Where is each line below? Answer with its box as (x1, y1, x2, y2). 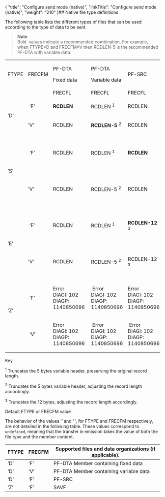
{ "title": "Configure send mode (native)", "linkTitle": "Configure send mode (5, 4, 157, 10)
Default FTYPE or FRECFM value (5, 408, 71, 414)
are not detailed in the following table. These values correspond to (5, 423, 139, 429)
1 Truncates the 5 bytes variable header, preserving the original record (5, 367, 147, 373)
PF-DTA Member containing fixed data (53, 460, 143, 466)
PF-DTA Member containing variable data (53, 467, 150, 474)
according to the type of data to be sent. (5, 24, 87, 30)
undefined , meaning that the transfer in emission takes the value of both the (5, 428, 158, 435)
